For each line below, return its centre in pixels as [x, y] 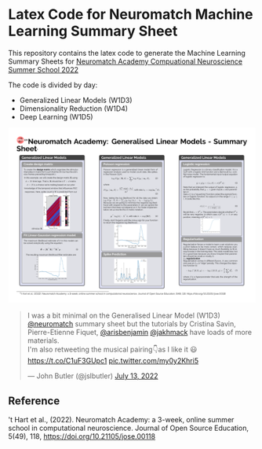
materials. [43, 340]
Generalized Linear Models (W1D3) [76, 100]
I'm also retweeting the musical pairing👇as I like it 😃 [112, 350]
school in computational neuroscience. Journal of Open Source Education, [129, 428]
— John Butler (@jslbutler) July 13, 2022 [93, 376]
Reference [34, 401]
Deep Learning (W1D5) [56, 116]
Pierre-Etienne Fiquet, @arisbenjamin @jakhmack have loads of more [140, 333]
